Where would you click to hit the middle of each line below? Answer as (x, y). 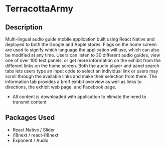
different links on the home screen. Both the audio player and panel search (82, 66)
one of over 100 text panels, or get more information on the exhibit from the (83, 60)
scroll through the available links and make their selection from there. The (81, 76)
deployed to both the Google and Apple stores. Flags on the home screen (81, 44)
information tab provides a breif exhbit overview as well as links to (73, 81)
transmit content (29, 102)
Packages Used (30, 118)
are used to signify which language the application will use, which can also (82, 50)
